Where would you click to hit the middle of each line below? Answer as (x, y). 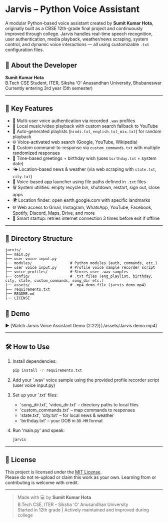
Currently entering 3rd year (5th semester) (49, 88)
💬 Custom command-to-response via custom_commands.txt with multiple (86, 147)
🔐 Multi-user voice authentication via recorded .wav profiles (74, 121)
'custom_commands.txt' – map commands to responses (77, 410)
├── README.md (20, 294)
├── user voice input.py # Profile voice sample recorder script (80, 268)
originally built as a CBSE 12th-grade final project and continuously (74, 28)
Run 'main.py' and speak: (38, 430)
